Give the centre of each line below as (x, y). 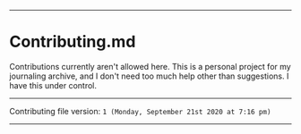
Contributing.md (73, 42)
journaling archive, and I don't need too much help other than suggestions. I (149, 76)
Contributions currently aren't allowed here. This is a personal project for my (150, 66)
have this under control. (53, 85)
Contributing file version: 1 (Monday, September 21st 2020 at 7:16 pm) (140, 111)
